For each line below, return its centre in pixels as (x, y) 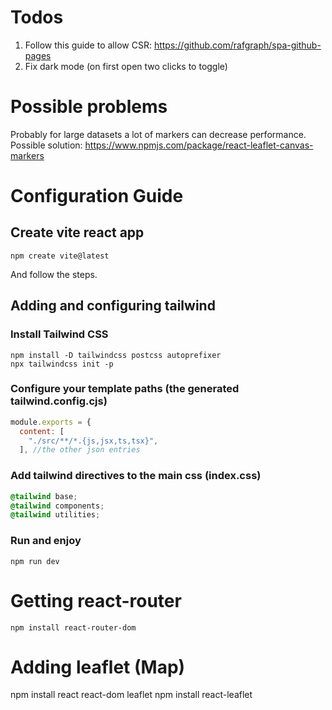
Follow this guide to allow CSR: (88, 45)
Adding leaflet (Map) (98, 667)
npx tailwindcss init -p (62, 364)
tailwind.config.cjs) (59, 401)
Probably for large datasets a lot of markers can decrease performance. (158, 134)
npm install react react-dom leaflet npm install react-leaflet (131, 695)
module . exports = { (51, 422)
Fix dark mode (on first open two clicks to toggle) (126, 66)
